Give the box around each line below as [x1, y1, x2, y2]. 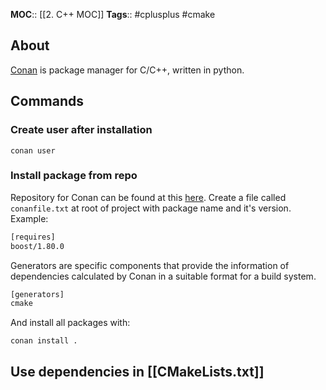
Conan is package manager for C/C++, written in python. [10, 64, 245, 76]
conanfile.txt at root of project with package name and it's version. [10, 202, 292, 214]
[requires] [10, 232, 56, 242]
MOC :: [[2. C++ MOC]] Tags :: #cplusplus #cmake [10, 9, 216, 20]
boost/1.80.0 [10, 241, 65, 251]
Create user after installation [10, 123, 153, 137]
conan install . [10, 336, 78, 346]
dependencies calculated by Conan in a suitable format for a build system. [10, 270, 317, 282]
